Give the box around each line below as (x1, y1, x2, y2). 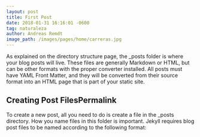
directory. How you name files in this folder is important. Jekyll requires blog (6, 117, 195, 124)
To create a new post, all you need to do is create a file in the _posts (6, 111, 174, 118)
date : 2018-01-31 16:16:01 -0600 (6, 20, 90, 26)
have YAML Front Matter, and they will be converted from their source (6, 72, 178, 79)
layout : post (6, 8, 39, 15)
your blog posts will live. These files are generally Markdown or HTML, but (6, 59, 190, 66)
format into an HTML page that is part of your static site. (6, 78, 145, 85)
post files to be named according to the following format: (6, 123, 147, 131)
